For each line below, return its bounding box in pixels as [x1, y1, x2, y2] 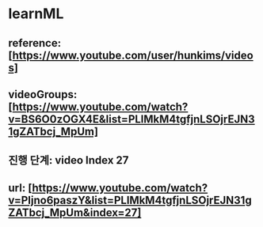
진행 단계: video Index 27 [8, 153, 129, 167]
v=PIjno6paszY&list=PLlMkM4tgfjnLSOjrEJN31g [8, 193, 252, 206]
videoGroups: [8, 88, 78, 101]
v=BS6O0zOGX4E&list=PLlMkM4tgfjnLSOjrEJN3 [8, 112, 255, 126]
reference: [8, 36, 62, 50]
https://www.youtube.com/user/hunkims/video [12, 48, 253, 62]
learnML [8, 5, 64, 23]
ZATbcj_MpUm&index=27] [8, 206, 142, 219]
